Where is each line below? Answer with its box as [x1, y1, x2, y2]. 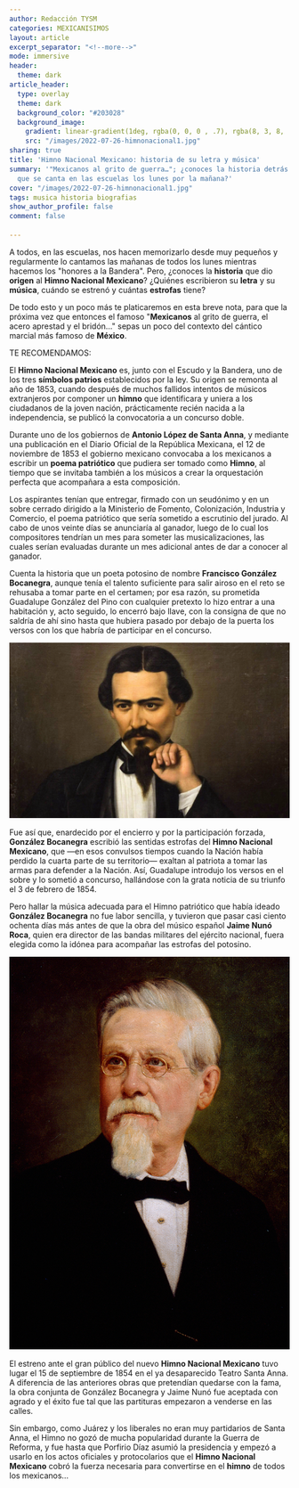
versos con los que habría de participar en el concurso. [9, 625, 212, 635]
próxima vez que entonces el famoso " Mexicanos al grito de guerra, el [9, 311, 269, 322]
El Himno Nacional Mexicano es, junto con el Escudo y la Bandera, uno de [9, 364, 283, 375]
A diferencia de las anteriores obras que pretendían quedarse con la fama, [9, 1378, 282, 1388]
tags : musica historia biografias [9, 192, 138, 202]
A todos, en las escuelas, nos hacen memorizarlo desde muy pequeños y [9, 246, 279, 258]
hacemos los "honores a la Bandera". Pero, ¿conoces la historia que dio [9, 266, 273, 276]
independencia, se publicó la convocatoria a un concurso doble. [9, 412, 245, 422]
